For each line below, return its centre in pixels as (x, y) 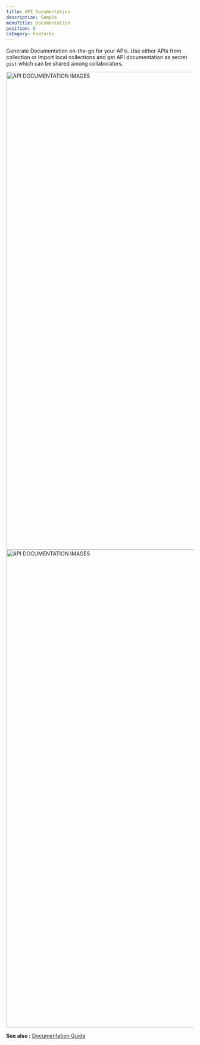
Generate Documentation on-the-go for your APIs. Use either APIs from (94, 51)
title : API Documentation (38, 12)
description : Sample (32, 17)
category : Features (30, 34)
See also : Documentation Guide (46, 1036)
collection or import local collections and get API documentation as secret (97, 57)
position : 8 (21, 28)
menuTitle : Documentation (38, 23)
